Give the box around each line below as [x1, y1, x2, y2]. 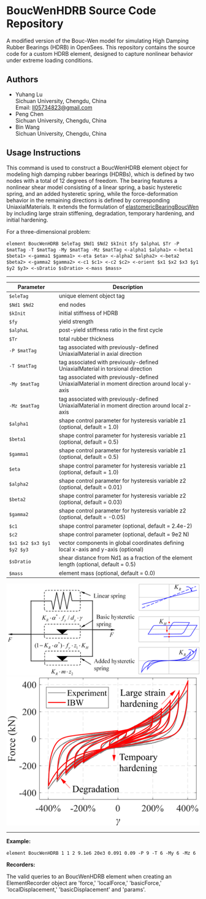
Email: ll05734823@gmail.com [15, 104, 93, 111]
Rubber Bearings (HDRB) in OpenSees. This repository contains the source [6, 44, 196, 51]
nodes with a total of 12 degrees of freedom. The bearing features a [6, 177, 178, 184]
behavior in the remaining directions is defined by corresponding [6, 196, 170, 204]
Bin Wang [15, 123, 40, 131]
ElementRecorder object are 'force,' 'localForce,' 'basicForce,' [6, 879, 162, 887]
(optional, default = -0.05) [58, 514, 126, 521]
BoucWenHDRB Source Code [6, 4, 156, 18]
